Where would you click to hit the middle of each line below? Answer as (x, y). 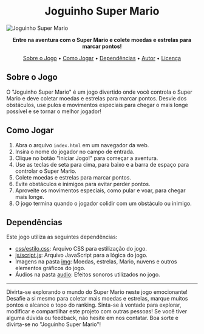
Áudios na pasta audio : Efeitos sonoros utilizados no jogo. (87, 274)
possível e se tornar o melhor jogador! (54, 111)
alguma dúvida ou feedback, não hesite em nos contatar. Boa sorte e (93, 318)
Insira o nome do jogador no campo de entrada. (75, 151)
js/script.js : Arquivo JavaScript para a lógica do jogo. (81, 255)
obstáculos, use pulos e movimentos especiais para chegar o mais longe (97, 105)
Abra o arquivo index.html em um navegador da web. (82, 145)
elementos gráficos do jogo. (50, 268)
